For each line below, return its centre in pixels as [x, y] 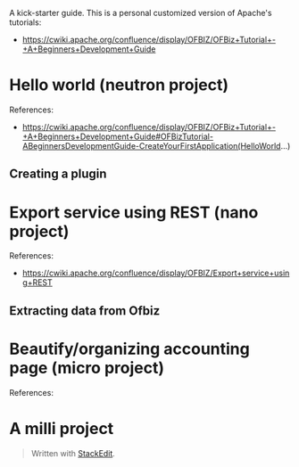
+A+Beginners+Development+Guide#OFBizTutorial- [118, 136]
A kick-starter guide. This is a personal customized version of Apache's [141, 13]
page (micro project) [87, 368]
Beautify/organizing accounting [129, 349]
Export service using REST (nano [134, 212]
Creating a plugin [58, 174]
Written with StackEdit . [73, 453]
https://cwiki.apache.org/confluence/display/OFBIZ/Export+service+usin [156, 273]
